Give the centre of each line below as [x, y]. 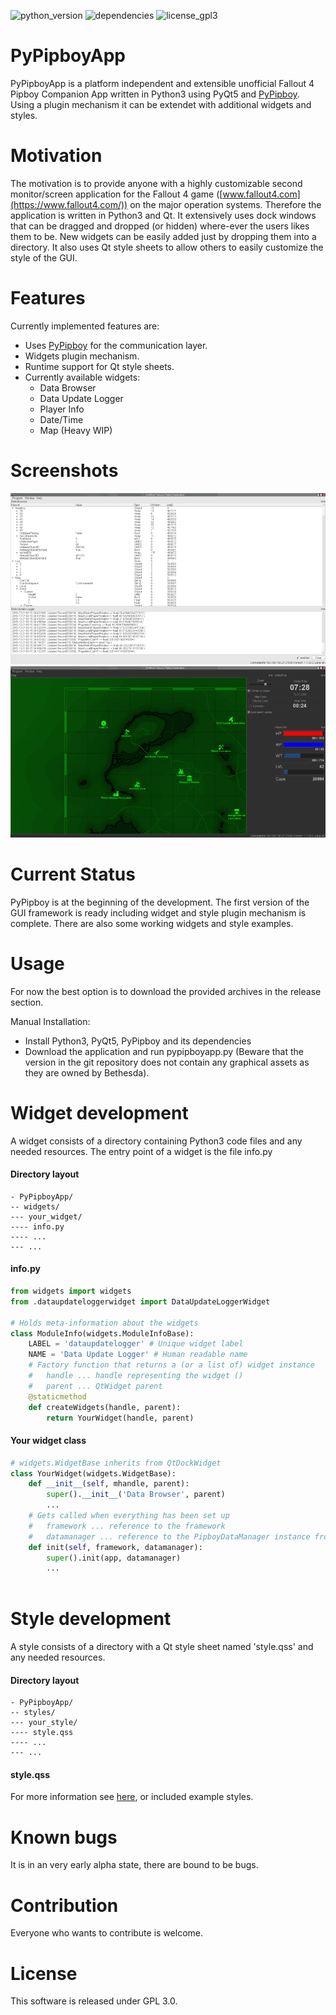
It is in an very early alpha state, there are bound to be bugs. [134, 1865]
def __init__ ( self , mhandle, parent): [109, 1484]
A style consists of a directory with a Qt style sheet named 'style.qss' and [162, 1647]
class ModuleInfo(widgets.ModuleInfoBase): [102, 1333]
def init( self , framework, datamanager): [115, 1547]
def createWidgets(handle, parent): [105, 1407]
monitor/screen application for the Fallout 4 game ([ [116, 194]
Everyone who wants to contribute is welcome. [106, 1933]
